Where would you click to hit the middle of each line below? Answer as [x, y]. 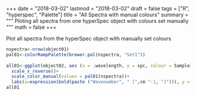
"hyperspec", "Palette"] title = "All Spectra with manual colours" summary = [97, 15]
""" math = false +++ [31, 27]
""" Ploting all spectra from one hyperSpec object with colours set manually [97, 21]
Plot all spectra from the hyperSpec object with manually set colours [89, 38]
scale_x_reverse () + [35, 71]
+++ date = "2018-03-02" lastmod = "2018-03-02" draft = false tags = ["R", [98, 9]
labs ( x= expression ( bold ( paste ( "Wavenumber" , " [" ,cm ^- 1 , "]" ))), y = [101, 82]
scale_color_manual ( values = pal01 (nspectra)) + [71, 77]
